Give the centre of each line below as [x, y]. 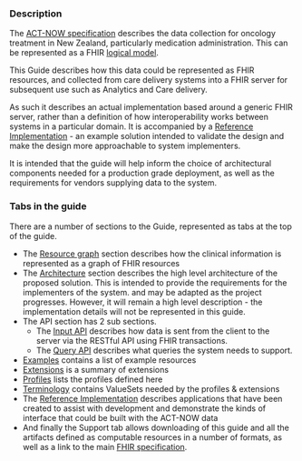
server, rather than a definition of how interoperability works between [139, 117]
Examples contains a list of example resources [109, 360]
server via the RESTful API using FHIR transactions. [132, 340]
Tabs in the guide [48, 206]
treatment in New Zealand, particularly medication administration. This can [149, 43]
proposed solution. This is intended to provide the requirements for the [155, 282]
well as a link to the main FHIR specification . [105, 446]
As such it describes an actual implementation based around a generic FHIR [151, 107]
